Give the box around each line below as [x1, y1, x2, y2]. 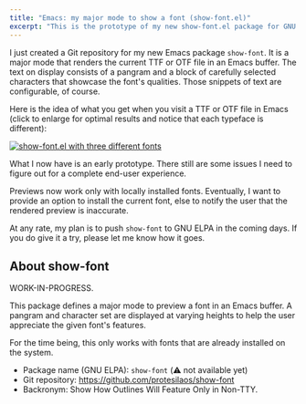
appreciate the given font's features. [9, 320, 146, 331]
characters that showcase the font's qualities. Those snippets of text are [9, 76, 282, 87]
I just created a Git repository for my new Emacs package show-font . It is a [9, 47, 290, 57]
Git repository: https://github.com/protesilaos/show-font [22, 375, 235, 386]
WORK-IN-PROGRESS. [9, 283, 94, 294]
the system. [9, 347, 54, 358]
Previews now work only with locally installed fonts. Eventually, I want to [9, 185, 281, 196]
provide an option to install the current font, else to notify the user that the [9, 195, 288, 206]
